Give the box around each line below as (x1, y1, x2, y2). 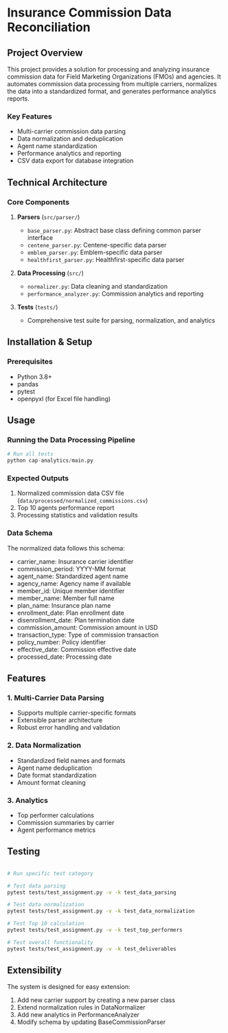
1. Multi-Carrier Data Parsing (7, 693, 104, 703)
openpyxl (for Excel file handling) (16, 394, 111, 402)
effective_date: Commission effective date (16, 645, 137, 653)
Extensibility (7, 965, 62, 976)
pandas (16, 380, 39, 388)
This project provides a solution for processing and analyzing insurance (7, 65, 210, 73)
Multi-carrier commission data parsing (16, 127, 126, 136)
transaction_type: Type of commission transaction (16, 631, 159, 639)
